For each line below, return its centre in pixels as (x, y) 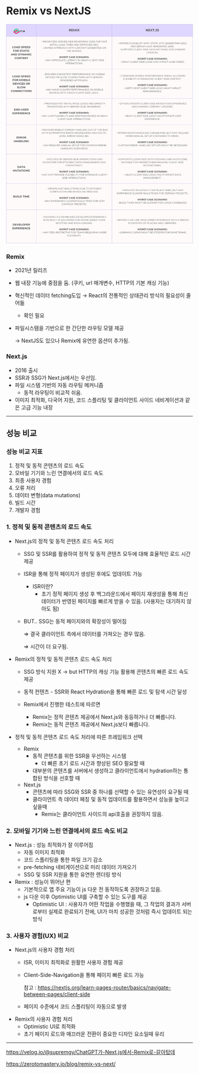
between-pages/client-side (57, 994)
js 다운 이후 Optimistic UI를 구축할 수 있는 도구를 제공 (85, 896)
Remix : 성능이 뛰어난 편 (43, 881)
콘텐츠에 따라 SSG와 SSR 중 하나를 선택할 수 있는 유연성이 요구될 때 (110, 792)
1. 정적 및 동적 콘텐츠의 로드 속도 (49, 527)
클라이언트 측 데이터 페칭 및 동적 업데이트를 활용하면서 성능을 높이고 (111, 799)
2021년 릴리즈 (31, 270)
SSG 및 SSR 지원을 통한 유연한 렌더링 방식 (72, 874)
